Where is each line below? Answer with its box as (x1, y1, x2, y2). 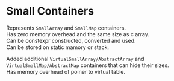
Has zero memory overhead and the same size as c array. (6, 30, 149, 37)
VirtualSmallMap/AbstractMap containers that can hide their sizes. (6, 62, 170, 69)
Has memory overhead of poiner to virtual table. (6, 68, 126, 75)
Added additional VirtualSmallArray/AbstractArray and (6, 55, 144, 62)
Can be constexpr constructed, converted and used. (6, 37, 136, 44)
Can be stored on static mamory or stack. (6, 44, 110, 51)
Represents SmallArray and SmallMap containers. (6, 24, 126, 31)
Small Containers (6, 4, 95, 18)
